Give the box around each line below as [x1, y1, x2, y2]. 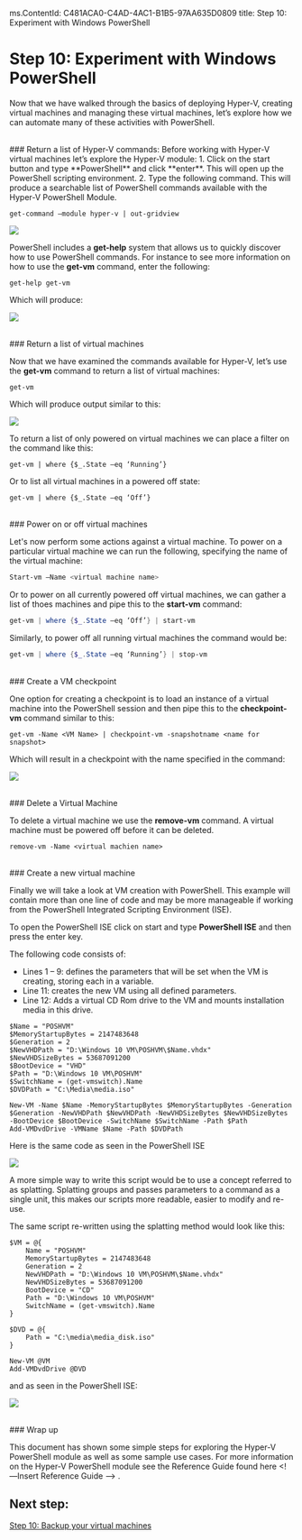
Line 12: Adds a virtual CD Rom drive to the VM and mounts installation [22, 995, 285, 1005]
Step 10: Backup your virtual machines [9, 1520, 151, 1531]
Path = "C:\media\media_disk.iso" [25, 1333, 155, 1342]
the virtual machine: [9, 555, 84, 566]
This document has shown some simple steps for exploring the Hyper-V [9, 1442, 277, 1453]
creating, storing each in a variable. [22, 976, 154, 986]
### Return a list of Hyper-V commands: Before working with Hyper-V [9, 143, 270, 154]
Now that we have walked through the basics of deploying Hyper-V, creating [9, 97, 293, 108]
